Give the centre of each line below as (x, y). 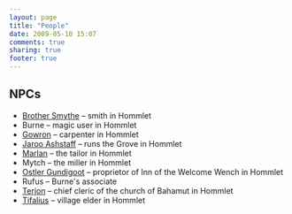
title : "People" (39, 26)
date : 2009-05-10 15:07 (53, 34)
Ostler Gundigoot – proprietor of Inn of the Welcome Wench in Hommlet (153, 172)
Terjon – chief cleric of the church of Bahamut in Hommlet (127, 190)
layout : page (33, 17)
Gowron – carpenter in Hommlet (80, 134)
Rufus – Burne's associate (69, 181)
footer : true (33, 58)
